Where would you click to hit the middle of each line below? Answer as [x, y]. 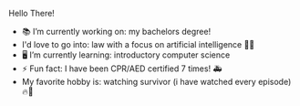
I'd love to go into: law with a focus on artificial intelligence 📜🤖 [138, 44]
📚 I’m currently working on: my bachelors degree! [116, 32]
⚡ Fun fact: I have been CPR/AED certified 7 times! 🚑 [122, 69]
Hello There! [32, 13]
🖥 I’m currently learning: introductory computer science [126, 55]
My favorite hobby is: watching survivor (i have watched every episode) [156, 82]
